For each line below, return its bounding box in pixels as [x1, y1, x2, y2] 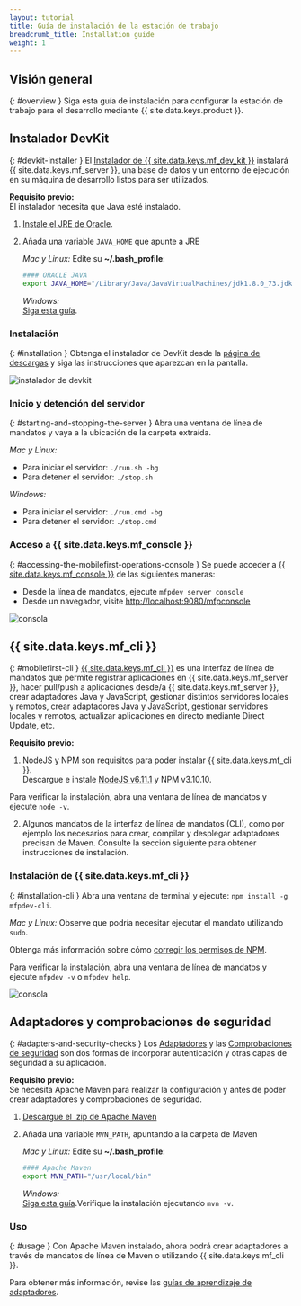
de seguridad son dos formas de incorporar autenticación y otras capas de [9, 1048, 288, 1059]
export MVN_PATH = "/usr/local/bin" [22, 1172, 152, 1181]
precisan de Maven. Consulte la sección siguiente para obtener [22, 837, 257, 848]
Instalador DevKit [9, 131, 110, 147]
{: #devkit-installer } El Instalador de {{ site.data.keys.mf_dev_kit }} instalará [9, 155, 289, 165]
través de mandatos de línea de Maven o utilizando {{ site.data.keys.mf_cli [9, 1250, 285, 1261]
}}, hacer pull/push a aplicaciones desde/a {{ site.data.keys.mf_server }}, [9, 682, 279, 693]
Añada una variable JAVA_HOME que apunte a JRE [22, 236, 200, 246]
